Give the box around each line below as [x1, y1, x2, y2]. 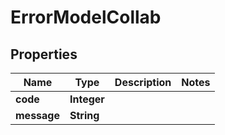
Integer [69, 92, 105, 106]
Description [114, 76, 172, 89]
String [69, 109, 100, 122]
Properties [10, 46, 78, 63]
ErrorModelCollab [10, 6, 162, 29]
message [15, 109, 60, 122]
